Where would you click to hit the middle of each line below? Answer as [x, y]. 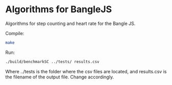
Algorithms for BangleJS [59, 9]
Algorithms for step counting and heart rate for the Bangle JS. [70, 23]
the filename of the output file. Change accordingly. [60, 77]
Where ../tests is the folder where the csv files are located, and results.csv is [86, 71]
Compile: [15, 33]
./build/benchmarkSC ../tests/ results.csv [52, 62]
